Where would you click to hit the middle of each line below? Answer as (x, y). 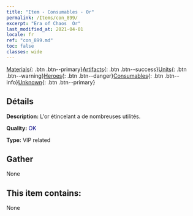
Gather (20, 159)
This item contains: (44, 193)
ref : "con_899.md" (30, 40)
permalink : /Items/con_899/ (42, 18)
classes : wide (25, 52)
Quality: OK (21, 128)
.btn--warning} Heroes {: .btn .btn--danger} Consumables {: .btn (85, 76)
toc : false (20, 47)
